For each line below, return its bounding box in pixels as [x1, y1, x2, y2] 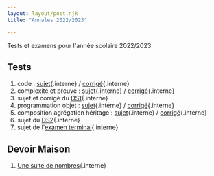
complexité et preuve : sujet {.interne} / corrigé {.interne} [16, 87, 175, 95]
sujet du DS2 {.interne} [16, 116, 80, 124]
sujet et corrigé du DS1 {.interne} [16, 94, 108, 102]
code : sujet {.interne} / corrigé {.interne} [16, 80, 130, 88]
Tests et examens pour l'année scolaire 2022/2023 [7, 41, 152, 49]
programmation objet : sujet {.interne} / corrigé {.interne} [16, 101, 175, 110]
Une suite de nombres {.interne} [16, 162, 106, 170]
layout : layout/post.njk [7, 10, 78, 17]
